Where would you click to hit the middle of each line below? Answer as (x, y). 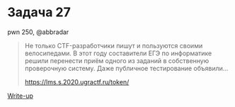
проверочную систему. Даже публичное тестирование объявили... (126, 68)
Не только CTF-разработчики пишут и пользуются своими (114, 45)
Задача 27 (39, 12)
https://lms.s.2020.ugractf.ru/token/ (77, 81)
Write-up (21, 96)
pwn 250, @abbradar (38, 32)
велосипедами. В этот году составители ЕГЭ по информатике (118, 53)
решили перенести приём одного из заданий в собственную (117, 60)
